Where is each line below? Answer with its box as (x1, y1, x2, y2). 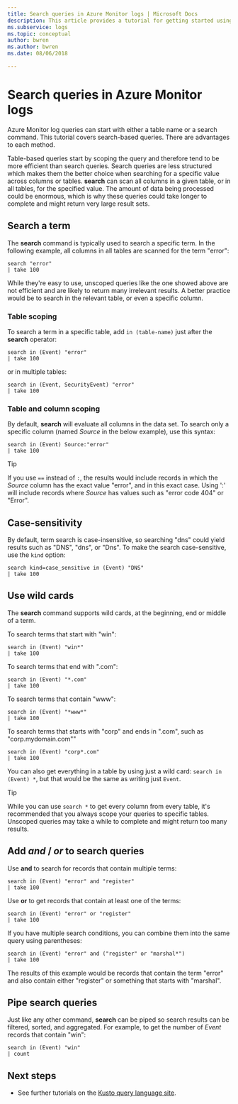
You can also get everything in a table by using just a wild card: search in (7, 767, 222, 775)
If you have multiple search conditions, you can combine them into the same (7, 929, 230, 937)
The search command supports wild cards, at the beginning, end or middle (7, 608, 227, 617)
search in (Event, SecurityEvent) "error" (7, 381, 135, 388)
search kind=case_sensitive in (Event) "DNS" (7, 565, 144, 572)
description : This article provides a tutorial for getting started (7, 17, 214, 24)
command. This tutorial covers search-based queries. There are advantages (7, 133, 230, 141)
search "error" (7, 260, 52, 267)
